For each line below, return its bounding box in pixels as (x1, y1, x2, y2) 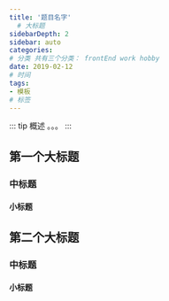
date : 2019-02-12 (9, 63, 73, 72)
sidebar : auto (9, 37, 62, 47)
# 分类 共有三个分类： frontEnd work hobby (9, 54, 160, 63)
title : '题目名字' (9, 12, 73, 22)
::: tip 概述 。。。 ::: (9, 120, 73, 131)
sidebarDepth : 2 (9, 29, 69, 38)
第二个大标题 (9, 229, 80, 244)
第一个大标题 (9, 149, 80, 164)
